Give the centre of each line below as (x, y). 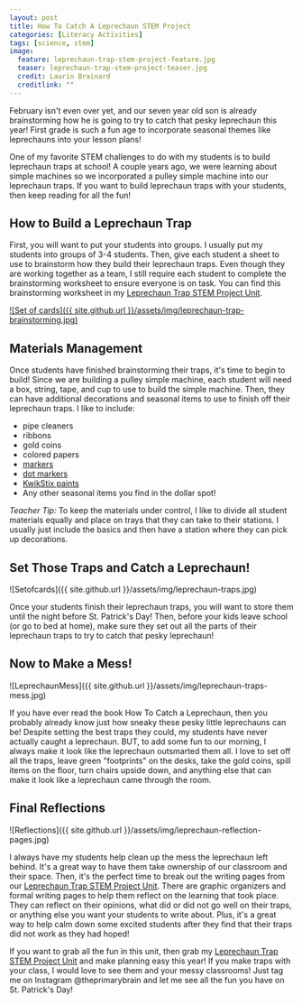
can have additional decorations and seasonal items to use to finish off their (150, 399)
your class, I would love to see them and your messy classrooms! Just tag (146, 970)
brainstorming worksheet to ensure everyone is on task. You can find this (145, 283)
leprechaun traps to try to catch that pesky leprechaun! (112, 636)
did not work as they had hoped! (69, 934)
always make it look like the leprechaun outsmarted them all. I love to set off (150, 751)
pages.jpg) (29, 839)
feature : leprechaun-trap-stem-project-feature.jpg (117, 60)
